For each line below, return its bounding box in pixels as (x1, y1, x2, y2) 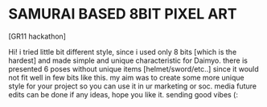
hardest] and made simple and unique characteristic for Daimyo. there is (8, 56, 248, 65)
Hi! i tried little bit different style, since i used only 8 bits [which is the (8, 47, 237, 56)
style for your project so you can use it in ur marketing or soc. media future (8, 81, 257, 91)
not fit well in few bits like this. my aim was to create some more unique (8, 72, 244, 82)
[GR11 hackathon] (8, 31, 67, 41)
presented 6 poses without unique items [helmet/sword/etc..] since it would (8, 64, 259, 73)
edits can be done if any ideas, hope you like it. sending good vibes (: (8, 89, 239, 99)
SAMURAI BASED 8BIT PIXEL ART (8, 5, 237, 23)
